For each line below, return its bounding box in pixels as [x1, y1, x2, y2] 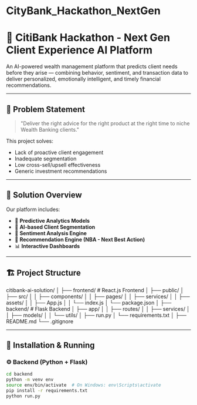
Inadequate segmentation [14, 155, 77, 162]
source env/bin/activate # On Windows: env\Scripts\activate [6, 382, 161, 388]
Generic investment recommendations [14, 168, 107, 175]
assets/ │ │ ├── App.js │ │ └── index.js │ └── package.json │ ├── [6, 299, 172, 306]
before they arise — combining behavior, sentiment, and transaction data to [6, 69, 189, 76]
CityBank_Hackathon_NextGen [6, 4, 161, 18]
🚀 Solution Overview [6, 190, 82, 200]
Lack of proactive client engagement [14, 149, 104, 156]
